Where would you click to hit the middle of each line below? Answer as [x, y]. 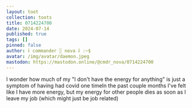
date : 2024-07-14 [28, 28]
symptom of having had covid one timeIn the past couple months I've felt [96, 85]
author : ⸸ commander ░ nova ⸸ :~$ [48, 51]
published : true [26, 34]
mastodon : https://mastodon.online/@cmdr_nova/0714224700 [80, 62]
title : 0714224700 [29, 23]
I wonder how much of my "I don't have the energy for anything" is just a [96, 79]
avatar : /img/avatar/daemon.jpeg [48, 56]
